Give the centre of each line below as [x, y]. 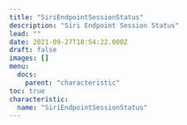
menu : [19, 67]
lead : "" [25, 33]
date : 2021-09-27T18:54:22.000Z [68, 42]
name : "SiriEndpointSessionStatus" [82, 107]
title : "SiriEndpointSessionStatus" [76, 17]
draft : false [33, 50]
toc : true [27, 91]
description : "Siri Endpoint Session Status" [94, 26]
